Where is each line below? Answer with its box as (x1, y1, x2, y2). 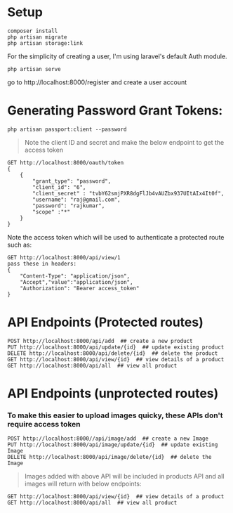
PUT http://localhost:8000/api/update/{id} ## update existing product (7, 344, 225, 351)
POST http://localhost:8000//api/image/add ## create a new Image (7, 435, 209, 443)
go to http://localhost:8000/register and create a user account (7, 78, 187, 86)
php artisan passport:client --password (7, 126, 128, 133)
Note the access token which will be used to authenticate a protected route (7, 233, 225, 241)
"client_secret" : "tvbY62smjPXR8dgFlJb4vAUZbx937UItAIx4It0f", (32, 190, 225, 197)
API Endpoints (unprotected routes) (7, 386, 219, 401)
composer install (7, 27, 58, 34)
